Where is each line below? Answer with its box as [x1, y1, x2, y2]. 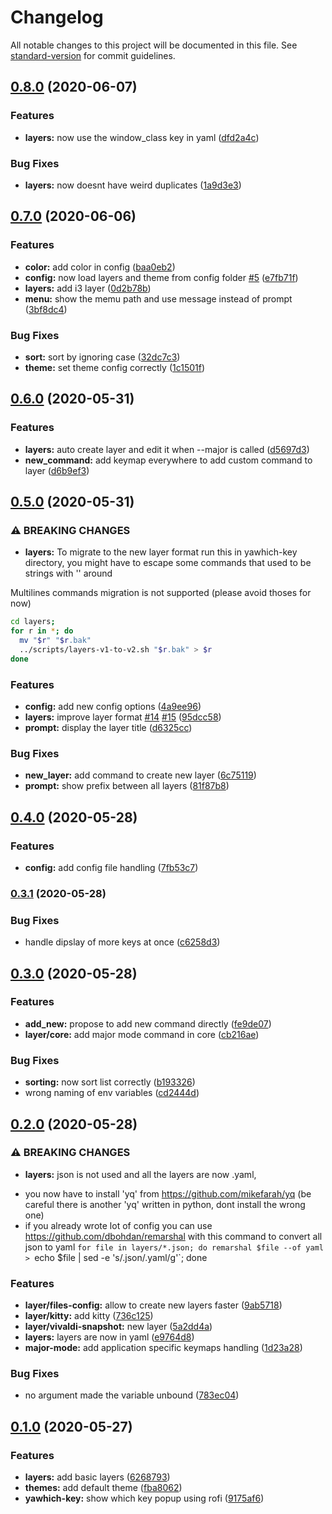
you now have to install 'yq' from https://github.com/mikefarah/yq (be [24, 1187, 312, 1200]
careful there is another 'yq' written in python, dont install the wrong [24, 1198, 306, 1210]
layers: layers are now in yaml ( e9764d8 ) [24, 1331, 195, 1343]
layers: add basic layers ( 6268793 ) [24, 1471, 171, 1483]
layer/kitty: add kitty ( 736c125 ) [24, 1310, 154, 1322]
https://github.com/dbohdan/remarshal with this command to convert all [24, 1230, 323, 1242]
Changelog [10, 6, 104, 29]
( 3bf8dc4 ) [24, 303, 68, 315]
